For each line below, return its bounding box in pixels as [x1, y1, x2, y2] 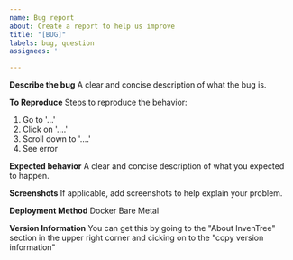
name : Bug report [9, 13, 75, 23]
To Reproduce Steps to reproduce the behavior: [9, 97, 188, 108]
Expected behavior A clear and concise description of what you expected [9, 161, 285, 172]
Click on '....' [22, 124, 69, 135]
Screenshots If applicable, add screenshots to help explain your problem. [9, 188, 283, 199]
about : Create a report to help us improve [9, 22, 176, 31]
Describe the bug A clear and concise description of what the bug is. [9, 79, 267, 90]
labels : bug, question [9, 38, 95, 48]
